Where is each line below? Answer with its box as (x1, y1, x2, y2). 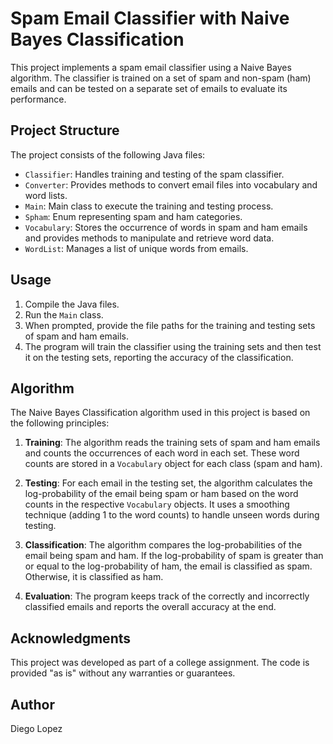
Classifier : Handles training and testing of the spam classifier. (24, 168, 285, 180)
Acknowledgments (10, 630, 132, 647)
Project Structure (10, 122, 120, 139)
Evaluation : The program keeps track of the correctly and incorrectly (24, 590, 310, 602)
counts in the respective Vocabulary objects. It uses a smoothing (24, 498, 290, 511)
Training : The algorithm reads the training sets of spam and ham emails (24, 437, 321, 449)
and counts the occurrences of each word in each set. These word (24, 447, 300, 459)
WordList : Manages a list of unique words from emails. (24, 242, 249, 254)
